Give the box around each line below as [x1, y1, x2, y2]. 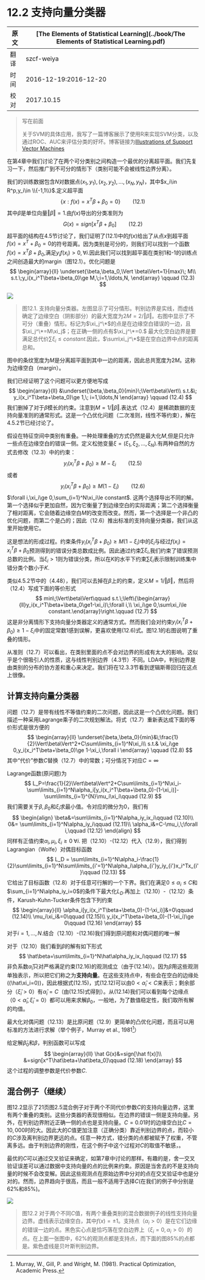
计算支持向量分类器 [7, 691, 79, 701]
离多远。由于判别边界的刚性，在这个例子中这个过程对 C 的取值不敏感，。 [7, 1142, 184, 1149]
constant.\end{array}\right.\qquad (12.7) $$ [48, 607, 158, 615]
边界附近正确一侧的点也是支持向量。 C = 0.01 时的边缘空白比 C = [33, 1119, 192, 1126]
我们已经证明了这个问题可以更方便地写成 [7, 377, 108, 385]
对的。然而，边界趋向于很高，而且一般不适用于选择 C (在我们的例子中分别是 [7, 1177, 194, 1185]
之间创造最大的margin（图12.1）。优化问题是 [7, 258, 116, 265]
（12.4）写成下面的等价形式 [7, 584, 77, 592]
